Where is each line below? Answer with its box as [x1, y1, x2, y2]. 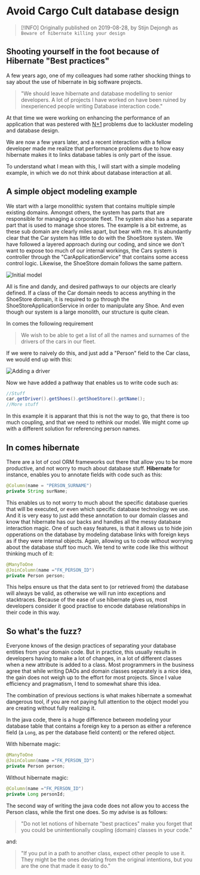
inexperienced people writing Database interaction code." [20, 102, 163, 110]
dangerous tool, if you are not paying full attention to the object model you [6, 698, 189, 706]
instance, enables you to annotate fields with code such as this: [6, 471, 163, 478]
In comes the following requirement [6, 320, 94, 327]
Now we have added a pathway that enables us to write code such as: [6, 379, 179, 386]
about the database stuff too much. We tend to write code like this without [6, 543, 189, 551]
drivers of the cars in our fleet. [20, 338, 96, 345]
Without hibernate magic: [6, 774, 69, 781]
